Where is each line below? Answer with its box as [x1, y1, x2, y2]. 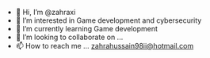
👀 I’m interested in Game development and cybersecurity [15, 16, 202, 25]
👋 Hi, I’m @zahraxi [15, 8, 76, 16]
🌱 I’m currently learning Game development [15, 24, 158, 33]
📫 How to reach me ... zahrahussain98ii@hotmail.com [15, 42, 194, 50]
